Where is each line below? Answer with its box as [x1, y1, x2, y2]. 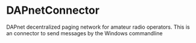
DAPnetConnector [6, 4, 100, 17]
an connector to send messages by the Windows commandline [6, 29, 163, 36]
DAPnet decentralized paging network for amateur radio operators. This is [6, 23, 190, 30]
